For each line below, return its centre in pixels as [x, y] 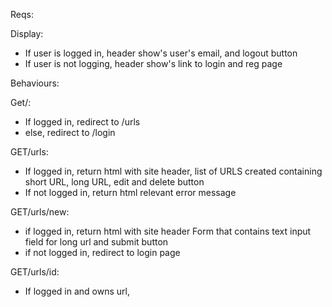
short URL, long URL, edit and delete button [114, 182]
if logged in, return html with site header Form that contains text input [168, 231]
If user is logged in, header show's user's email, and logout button [161, 53]
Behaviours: [35, 83]
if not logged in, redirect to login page [102, 252]
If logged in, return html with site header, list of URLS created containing [173, 171]
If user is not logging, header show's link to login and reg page [153, 63]
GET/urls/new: [40, 212]
